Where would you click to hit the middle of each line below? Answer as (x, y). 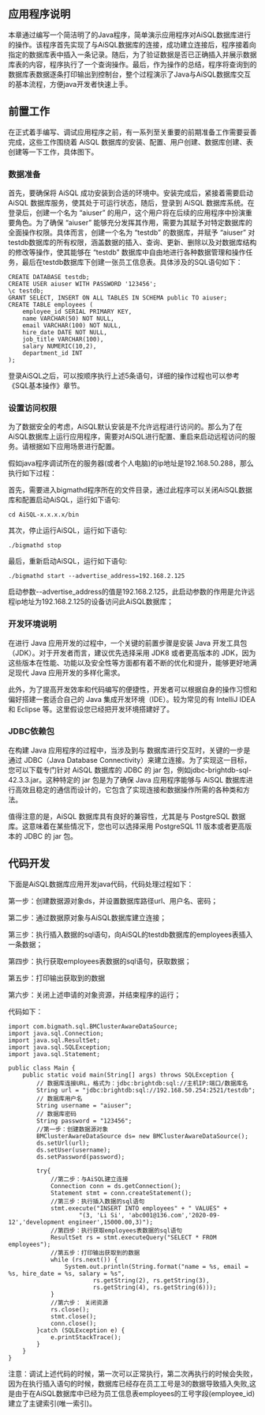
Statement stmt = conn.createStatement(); (121, 1193)
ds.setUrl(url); (63, 1143)
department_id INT (52, 353)
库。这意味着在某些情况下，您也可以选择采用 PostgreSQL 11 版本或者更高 (127, 826)
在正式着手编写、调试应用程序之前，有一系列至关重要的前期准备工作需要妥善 (132, 132)
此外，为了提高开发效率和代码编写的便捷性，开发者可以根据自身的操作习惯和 (132, 689)
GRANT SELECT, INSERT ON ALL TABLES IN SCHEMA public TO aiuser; (118, 298)
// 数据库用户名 (60, 1098)
